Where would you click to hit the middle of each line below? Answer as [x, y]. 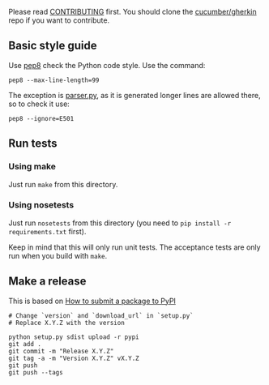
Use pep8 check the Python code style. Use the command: [107, 65]
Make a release [47, 282]
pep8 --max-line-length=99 [54, 80]
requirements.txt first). [47, 231]
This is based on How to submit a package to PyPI [92, 301]
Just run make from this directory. [63, 184]
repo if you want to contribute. [59, 20]
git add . [25, 344]
